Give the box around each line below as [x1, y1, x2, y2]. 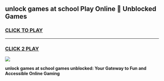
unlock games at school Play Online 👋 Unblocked [5, 5, 157, 13]
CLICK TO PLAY [5, 27, 43, 34]
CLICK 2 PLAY [5, 45, 39, 52]
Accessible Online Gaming [5, 70, 60, 76]
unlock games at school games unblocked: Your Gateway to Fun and [5, 65, 146, 71]
